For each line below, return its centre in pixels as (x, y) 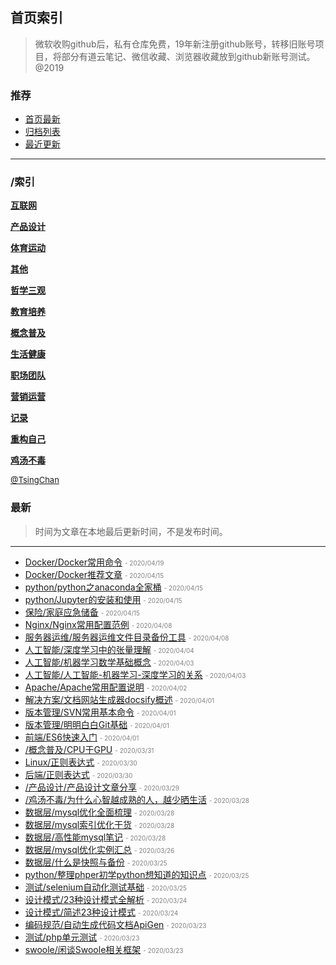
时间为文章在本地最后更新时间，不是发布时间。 (131, 531)
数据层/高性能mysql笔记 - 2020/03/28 (95, 837)
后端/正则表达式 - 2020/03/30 (78, 774)
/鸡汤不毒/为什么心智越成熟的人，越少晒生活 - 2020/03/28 (137, 799)
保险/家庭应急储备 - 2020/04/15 (82, 612)
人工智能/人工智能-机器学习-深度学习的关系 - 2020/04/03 (135, 674)
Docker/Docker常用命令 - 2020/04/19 (94, 562)
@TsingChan (35, 480)
